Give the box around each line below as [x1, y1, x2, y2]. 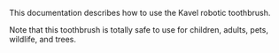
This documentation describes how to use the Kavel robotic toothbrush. [9, 8, 271, 18]
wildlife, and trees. [9, 34, 77, 44]
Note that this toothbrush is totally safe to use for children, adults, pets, [9, 25, 268, 34]
